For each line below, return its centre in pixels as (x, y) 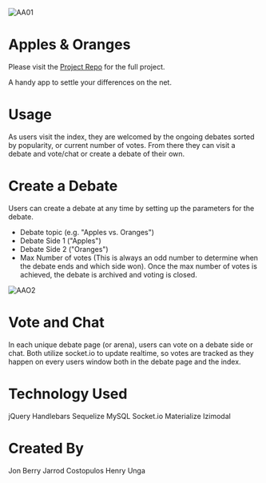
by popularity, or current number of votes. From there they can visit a (122, 145)
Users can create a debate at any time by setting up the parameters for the (131, 208)
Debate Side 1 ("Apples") (60, 241)
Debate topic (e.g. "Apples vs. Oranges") (87, 232)
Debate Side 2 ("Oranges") (64, 249)
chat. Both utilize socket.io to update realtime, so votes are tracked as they (131, 353)
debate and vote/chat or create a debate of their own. (97, 154)
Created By (46, 448)
